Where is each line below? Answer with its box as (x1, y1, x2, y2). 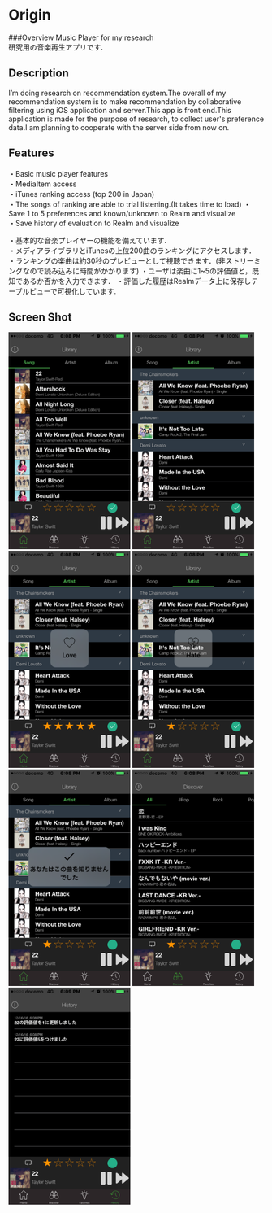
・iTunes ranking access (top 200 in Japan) (8, 189, 155, 199)
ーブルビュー (8, 286, 51, 296)
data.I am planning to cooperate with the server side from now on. (8, 122, 230, 132)
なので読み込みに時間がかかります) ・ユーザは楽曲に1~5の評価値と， (22, 266, 253, 276)
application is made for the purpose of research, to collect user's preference (8, 114, 265, 124)
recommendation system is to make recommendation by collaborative (8, 96, 242, 107)
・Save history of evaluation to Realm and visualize (8, 218, 179, 228)
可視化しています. (57, 286, 116, 296)
